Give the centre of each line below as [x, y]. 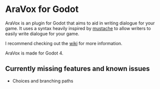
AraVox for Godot [42, 9]
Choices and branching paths [43, 80]
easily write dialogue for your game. [42, 33]
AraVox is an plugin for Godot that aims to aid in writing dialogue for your [80, 23]
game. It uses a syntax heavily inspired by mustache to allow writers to [78, 28]
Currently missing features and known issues [77, 69]
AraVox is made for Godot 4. [34, 53]
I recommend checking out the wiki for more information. [64, 43]
